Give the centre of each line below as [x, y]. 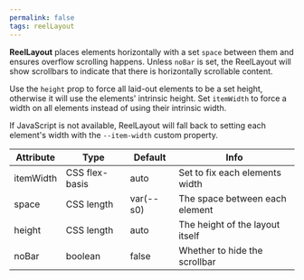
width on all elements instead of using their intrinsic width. [118, 107]
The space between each [233, 198]
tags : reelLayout [42, 26]
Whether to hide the [221, 250]
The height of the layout [229, 224]
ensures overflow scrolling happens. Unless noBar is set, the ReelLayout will [150, 61]
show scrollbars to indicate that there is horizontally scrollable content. [141, 71]
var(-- [145, 198]
